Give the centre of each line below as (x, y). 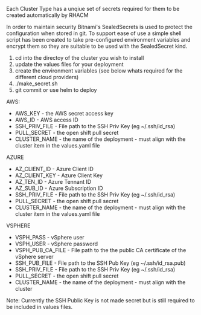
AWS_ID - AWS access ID (46, 120)
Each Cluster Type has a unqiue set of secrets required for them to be (93, 9)
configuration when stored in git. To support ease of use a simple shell (94, 33)
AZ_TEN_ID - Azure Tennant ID (53, 182)
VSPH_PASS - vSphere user (49, 237)
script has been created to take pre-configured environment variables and (98, 40)
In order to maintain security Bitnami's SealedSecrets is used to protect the (100, 27)
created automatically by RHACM (47, 15)
